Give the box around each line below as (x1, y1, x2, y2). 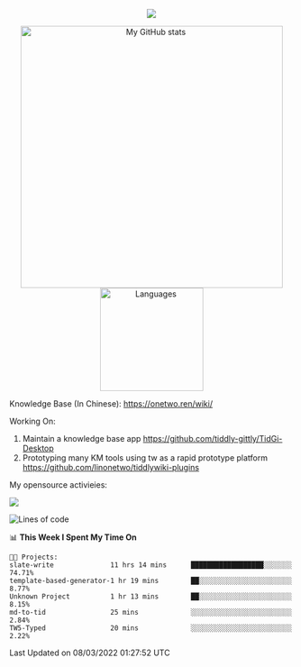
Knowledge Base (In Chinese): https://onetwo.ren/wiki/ (9, 398, 214, 409)
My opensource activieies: (9, 480, 108, 490)
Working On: (9, 416, 56, 426)
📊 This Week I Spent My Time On (9, 532, 137, 543)
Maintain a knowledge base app (22, 434, 141, 443)
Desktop (22, 443, 54, 453)
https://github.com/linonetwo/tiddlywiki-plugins (22, 462, 200, 472)
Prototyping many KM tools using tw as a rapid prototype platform (22, 452, 269, 463)
